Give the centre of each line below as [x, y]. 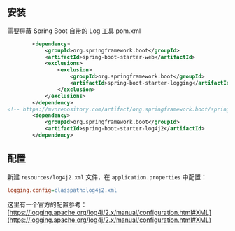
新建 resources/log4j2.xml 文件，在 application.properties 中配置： [107, 176]
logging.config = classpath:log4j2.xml [62, 190]
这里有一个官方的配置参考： [47, 204]
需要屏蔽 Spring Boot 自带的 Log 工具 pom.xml [74, 31]
